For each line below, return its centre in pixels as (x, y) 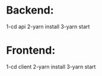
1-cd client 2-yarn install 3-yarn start (51, 67)
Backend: (30, 10)
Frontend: (31, 50)
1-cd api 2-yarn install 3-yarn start (48, 27)
